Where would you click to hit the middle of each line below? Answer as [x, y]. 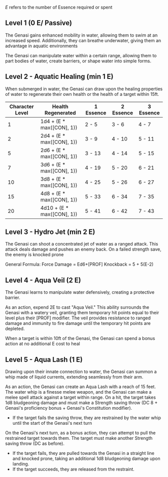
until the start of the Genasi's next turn [52, 423]
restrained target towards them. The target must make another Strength [79, 438]
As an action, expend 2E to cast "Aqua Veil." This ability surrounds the [77, 307]
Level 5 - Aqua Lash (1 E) [44, 359]
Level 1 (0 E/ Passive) [39, 23]
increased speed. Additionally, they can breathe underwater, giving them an [83, 40]
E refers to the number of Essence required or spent [59, 7]
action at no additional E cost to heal [42, 344]
